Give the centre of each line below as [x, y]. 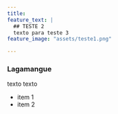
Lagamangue [29, 69]
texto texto [22, 84]
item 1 [25, 98]
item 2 [26, 104]
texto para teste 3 [41, 33]
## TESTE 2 [29, 26]
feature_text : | [30, 20]
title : [16, 13]
